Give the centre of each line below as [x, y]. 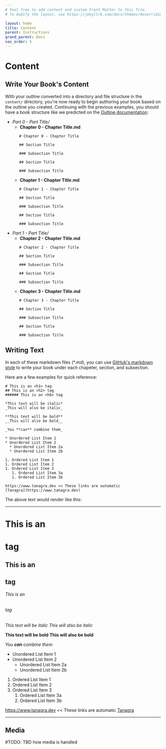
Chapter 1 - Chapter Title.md [50, 180]
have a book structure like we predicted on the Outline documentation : [77, 112]
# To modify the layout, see [35, 14]
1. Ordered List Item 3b [37, 477]
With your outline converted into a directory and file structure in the [74, 96]
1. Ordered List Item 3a [37, 473]
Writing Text [24, 350]
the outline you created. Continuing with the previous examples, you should [82, 107]
